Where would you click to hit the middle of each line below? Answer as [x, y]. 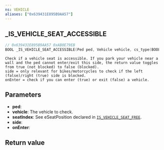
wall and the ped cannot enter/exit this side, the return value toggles [82, 63]
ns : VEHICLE [17, 10]
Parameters [23, 95]
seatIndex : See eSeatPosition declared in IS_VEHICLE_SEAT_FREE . [77, 117]
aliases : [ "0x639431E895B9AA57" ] [39, 14]
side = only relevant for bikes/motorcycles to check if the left [74, 71]
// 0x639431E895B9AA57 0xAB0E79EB [40, 45]
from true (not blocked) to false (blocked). [52, 67]
